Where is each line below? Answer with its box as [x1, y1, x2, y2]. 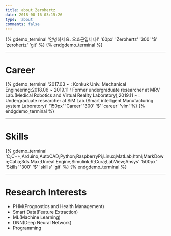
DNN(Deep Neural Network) [12, 220, 72, 226]
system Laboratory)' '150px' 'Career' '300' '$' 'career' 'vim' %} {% [5, 103, 145, 109]
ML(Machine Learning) [12, 214, 61, 220]
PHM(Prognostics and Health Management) [12, 203, 104, 210]
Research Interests [5, 187, 87, 198]
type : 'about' [5, 17, 36, 22]
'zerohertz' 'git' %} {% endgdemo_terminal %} [5, 42, 103, 48]
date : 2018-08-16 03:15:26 [5, 12, 63, 17]
